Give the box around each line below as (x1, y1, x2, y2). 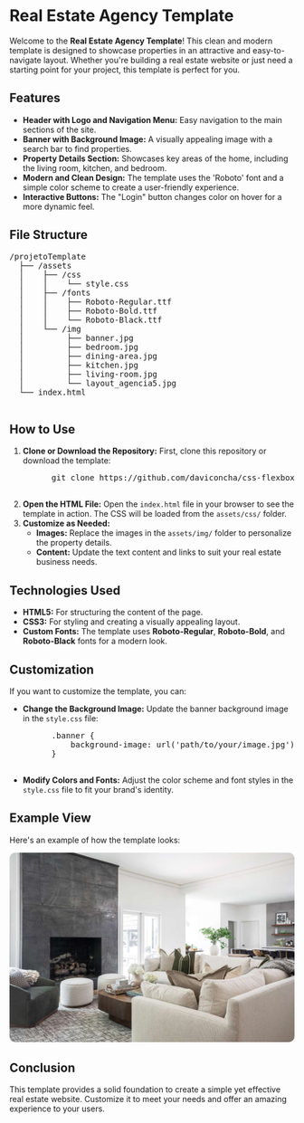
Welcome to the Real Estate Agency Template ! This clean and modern (9, 35, 273, 46)
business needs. (35, 557, 98, 567)
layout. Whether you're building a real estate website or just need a (43, 54, 293, 65)
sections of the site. (22, 124, 97, 135)
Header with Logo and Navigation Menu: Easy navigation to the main (22, 114, 283, 125)
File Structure (9, 227, 88, 243)
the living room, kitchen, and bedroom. (22, 162, 167, 173)
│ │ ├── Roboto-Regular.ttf (18, 296, 172, 307)
